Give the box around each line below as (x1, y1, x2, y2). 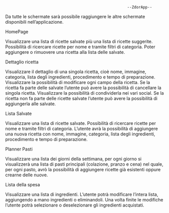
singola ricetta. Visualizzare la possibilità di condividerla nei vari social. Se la (5, 90, 164, 96)
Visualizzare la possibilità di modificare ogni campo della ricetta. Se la (5, 80, 150, 85)
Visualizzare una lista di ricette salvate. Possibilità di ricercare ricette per (5, 120, 156, 126)
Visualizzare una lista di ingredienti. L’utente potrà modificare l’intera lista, (5, 191, 158, 197)
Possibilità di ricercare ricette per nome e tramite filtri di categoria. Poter (5, 44, 155, 50)
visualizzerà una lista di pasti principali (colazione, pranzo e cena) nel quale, (5, 161, 163, 167)
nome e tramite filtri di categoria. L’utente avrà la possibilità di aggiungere (5, 126, 158, 131)
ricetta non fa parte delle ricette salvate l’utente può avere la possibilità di (5, 96, 158, 101)
